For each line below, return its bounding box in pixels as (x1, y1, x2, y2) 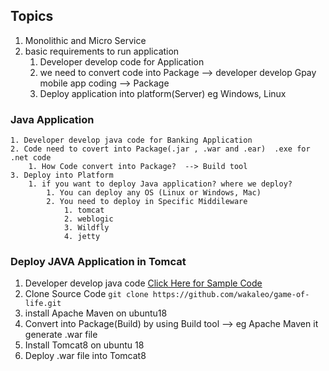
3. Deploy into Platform (10, 170, 114, 181)
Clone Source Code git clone (24, 288, 149, 300)
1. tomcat (63, 205, 105, 216)
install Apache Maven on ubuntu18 (24, 307, 168, 319)
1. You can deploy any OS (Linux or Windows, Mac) (46, 188, 262, 198)
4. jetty (63, 232, 101, 242)
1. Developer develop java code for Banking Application (10, 135, 253, 146)
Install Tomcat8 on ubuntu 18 (24, 339, 145, 351)
